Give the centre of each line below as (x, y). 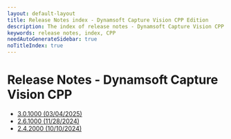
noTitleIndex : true (35, 46)
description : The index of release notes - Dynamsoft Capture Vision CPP (116, 26)
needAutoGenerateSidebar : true (52, 39)
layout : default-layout (41, 13)
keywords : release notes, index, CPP (62, 33)
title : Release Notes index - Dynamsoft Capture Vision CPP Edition (108, 20)
